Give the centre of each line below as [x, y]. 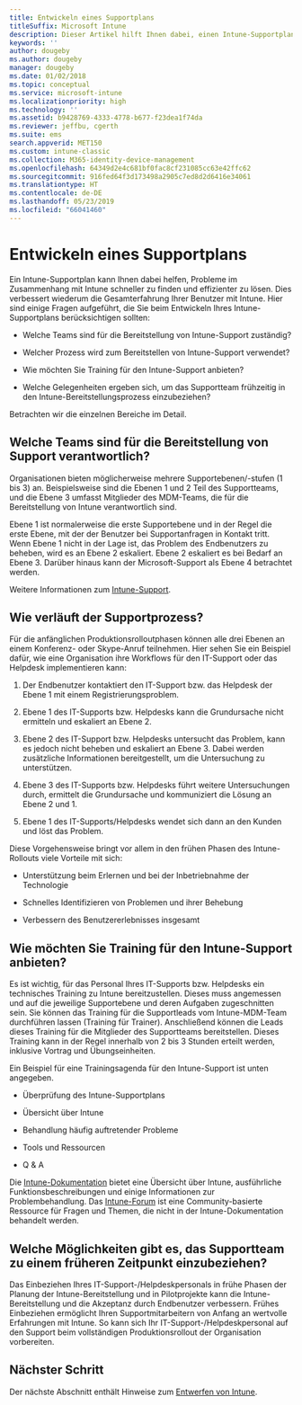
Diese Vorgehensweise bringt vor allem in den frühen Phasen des [130, 849]
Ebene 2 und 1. [50, 805]
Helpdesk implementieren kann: [68, 668]
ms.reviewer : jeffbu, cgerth [64, 127]
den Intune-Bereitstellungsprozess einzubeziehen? [116, 396]
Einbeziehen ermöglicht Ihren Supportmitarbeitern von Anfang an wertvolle [148, 1312]
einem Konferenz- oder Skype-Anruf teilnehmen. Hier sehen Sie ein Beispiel [150, 649]
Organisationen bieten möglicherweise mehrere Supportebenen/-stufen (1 [146, 478]
